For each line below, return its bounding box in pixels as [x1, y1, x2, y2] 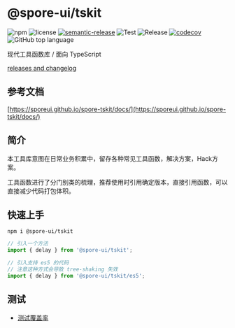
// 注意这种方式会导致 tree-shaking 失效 [7, 266, 118, 273]
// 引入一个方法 [7, 240, 48, 248]
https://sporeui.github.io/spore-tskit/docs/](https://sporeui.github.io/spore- [9, 105, 226, 113]
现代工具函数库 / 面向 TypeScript [7, 50, 101, 58]
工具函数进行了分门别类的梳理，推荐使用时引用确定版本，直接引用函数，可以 [7, 178, 228, 186]
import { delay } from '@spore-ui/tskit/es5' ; [7, 272, 145, 279]
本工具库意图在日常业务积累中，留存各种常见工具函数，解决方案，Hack [7, 154, 212, 162]
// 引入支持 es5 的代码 [7, 259, 69, 266]
